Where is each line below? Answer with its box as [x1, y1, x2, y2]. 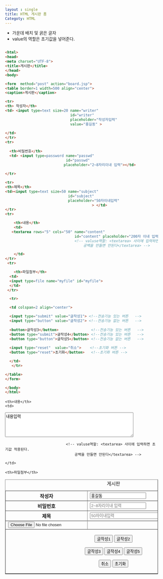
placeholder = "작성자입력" [70, 117, 117, 122]
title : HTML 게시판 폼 [5, 12, 47, 17]
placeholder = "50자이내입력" [67, 198, 120, 203]
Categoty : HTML [5, 16, 36, 21]
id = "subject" [67, 194, 95, 199]
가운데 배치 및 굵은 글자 [12, 30, 57, 36]
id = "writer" [70, 113, 95, 117]
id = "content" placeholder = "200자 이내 [74, 234, 150, 239]
